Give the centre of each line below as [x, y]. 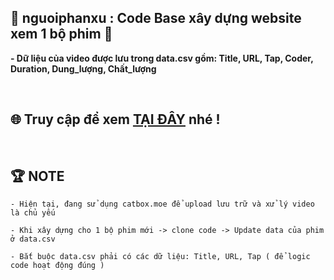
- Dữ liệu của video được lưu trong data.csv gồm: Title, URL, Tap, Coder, [162, 58]
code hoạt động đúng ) [57, 266]
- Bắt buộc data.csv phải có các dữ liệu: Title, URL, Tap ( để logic [160, 257]
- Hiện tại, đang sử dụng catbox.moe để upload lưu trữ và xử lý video [162, 204]
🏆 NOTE [37, 176]
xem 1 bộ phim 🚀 [61, 34]
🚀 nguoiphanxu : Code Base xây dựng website [156, 18]
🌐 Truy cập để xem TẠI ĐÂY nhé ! [115, 119]
